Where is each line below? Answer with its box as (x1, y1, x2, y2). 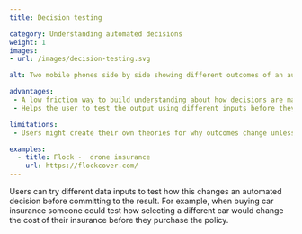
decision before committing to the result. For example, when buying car (9, 195, 274, 206)
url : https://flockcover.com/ (25, 161, 139, 171)
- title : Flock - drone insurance (17, 153, 151, 162)
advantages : (9, 87, 54, 96)
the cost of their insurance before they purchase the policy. (9, 215, 229, 225)
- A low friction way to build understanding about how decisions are (13, 95, 283, 104)
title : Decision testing (9, 13, 102, 22)
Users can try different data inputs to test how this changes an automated (9, 186, 282, 196)
